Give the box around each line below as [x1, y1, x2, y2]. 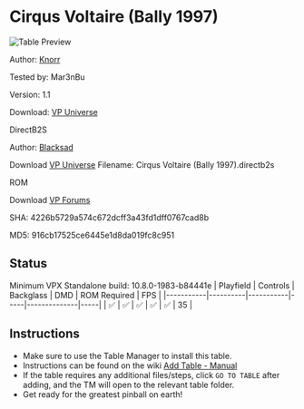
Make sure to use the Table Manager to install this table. [22, 350, 232, 361]
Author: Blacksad [9, 141, 74, 152]
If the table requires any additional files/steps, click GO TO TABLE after [22, 369, 280, 380]
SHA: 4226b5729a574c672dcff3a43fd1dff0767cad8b [9, 211, 210, 223]
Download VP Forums [9, 194, 91, 205]
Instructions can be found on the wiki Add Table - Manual [22, 360, 238, 371]
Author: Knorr [9, 54, 61, 64]
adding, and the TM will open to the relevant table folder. [22, 379, 235, 390]
